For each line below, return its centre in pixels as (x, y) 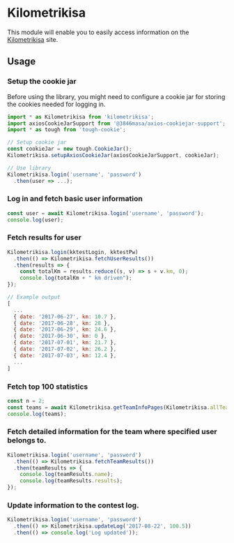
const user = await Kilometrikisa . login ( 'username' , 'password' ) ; (106, 213)
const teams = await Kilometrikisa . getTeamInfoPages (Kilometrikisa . (109, 407)
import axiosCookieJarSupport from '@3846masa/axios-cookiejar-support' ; (117, 124)
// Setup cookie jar (37, 142)
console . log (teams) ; (37, 414)
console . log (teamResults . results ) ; (71, 481)
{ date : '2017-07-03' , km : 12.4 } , (65, 355)
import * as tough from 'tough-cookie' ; (67, 130)
